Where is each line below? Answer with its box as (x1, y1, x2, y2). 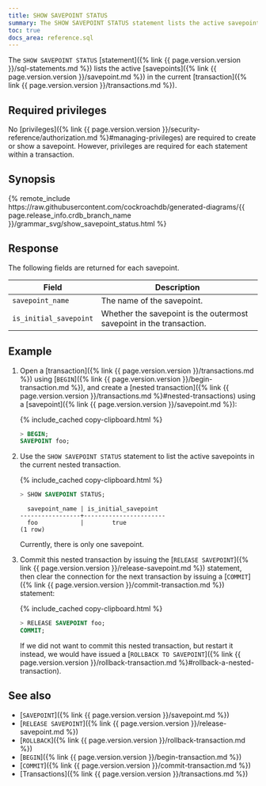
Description (154, 282, 200, 293)
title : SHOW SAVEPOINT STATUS (8, 11, 108, 20)
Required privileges (8, 104, 107, 117)
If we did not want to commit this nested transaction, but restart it (19, 640, 234, 650)
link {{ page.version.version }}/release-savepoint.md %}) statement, (19, 564, 242, 573)
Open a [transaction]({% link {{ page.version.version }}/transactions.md (19, 366, 255, 375)
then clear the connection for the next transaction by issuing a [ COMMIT (19, 571, 249, 582)
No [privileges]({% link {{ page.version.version (8, 124, 161, 135)
